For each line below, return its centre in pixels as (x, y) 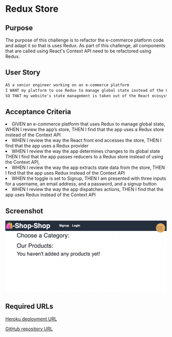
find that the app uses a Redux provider (47, 146)
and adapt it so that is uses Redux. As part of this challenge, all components (85, 46)
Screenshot (24, 211)
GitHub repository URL (29, 329)
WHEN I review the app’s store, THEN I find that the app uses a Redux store (85, 130)
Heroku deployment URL (31, 319)
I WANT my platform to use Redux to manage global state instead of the (84, 90)
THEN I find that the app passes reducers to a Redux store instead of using (84, 157)
